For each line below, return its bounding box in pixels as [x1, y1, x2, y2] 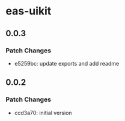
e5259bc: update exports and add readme [14, 60, 120, 67]
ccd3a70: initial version [14, 109, 73, 116]
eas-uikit [5, 4, 52, 18]
